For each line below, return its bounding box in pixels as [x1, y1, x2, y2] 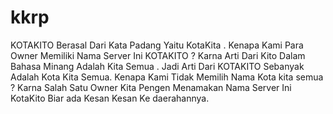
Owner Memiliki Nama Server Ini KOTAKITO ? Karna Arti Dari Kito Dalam [10, 49, 306, 61]
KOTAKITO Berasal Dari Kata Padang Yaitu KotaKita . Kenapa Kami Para [10, 39, 304, 51]
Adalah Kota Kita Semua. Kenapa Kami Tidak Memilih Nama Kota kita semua [10, 71, 324, 83]
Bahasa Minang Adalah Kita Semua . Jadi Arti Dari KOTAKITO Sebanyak [10, 60, 305, 72]
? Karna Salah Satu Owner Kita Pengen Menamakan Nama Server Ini [10, 81, 292, 93]
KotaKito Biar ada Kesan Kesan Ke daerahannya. [10, 92, 210, 104]
